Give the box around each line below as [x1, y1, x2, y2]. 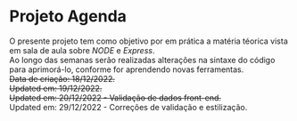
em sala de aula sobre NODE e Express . [9, 44, 155, 55]
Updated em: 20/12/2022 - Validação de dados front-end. [9, 92, 221, 103]
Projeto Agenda [9, 6, 128, 27]
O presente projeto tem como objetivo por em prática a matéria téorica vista [9, 36, 288, 46]
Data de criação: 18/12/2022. [9, 73, 116, 84]
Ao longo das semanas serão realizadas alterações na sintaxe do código [9, 54, 276, 65]
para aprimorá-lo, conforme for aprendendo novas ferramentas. [9, 64, 244, 75]
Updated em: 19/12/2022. [9, 83, 103, 93]
